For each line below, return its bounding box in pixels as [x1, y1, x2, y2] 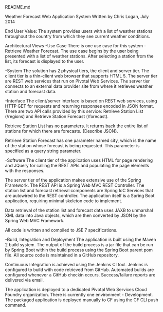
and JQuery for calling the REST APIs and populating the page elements [5, 163, 149, 168]
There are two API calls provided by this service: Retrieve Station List [5, 108, 144, 114]
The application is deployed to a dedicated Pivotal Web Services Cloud [5, 287, 147, 292]
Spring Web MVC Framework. [5, 218, 65, 223]
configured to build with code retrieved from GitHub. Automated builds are [5, 267, 154, 273]
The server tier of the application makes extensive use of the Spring [5, 177, 142, 183]
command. [5, 302, 27, 308]
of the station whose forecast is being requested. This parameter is [5, 143, 140, 148]
